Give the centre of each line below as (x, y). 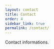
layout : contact (22, 10)
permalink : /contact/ (27, 28)
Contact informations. (27, 42)
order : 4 (14, 19)
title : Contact (21, 14)
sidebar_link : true (25, 24)
